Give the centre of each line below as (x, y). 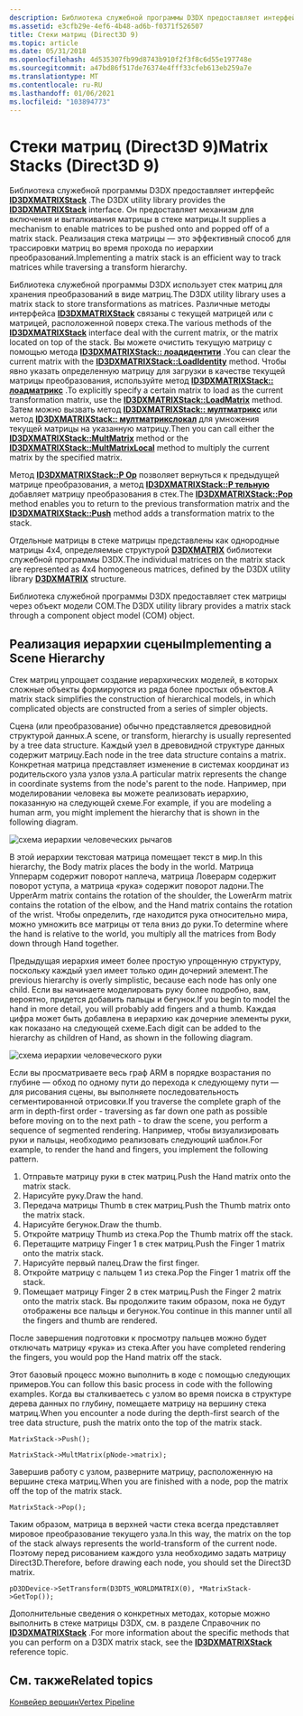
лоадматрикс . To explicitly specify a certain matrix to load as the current (147, 390)
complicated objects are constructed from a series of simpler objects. (139, 709)
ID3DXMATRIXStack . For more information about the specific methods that (150, 1633)
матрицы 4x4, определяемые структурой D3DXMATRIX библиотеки (141, 550)
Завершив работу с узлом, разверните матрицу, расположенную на (141, 1472)
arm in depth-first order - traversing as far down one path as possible (138, 1111)
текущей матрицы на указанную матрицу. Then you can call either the (142, 429)
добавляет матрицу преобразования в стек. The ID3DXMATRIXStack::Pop (151, 494)
